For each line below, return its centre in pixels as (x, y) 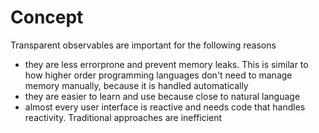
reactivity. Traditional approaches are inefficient (123, 117)
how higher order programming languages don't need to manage (158, 75)
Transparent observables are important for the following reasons (143, 45)
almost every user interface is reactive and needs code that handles (165, 107)
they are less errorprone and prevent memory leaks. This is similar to (166, 64)
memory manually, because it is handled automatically (136, 85)
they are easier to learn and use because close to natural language (162, 96)
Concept (47, 17)
